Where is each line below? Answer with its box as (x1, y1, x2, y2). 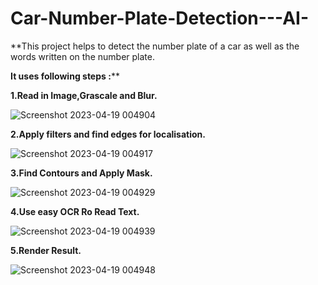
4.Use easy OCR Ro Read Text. (10, 205, 140, 217)
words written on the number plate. (10, 50, 155, 62)
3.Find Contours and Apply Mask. (10, 167, 153, 179)
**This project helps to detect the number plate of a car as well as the (10, 40, 300, 52)
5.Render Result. (10, 244, 82, 256)
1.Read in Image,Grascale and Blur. (10, 89, 158, 101)
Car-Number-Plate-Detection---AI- (10, 7, 310, 30)
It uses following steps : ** (10, 70, 120, 82)
